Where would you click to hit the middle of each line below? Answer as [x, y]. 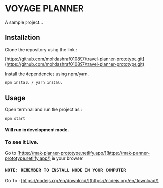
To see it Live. [22, 142]
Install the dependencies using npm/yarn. [47, 74]
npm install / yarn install [34, 82]
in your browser [67, 158]
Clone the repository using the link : [41, 49]
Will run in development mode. [37, 130]
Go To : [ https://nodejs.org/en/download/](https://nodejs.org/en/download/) [82, 180]
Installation [23, 38]
